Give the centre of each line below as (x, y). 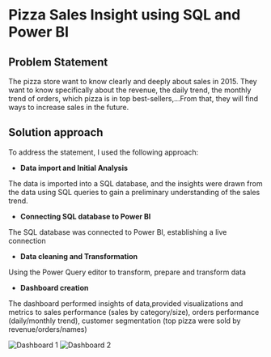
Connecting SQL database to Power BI (85, 216)
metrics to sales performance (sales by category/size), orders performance (134, 312)
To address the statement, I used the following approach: (104, 152)
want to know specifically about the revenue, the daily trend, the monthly (130, 90)
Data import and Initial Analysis (74, 168)
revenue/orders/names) (48, 329)
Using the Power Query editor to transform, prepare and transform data (127, 272)
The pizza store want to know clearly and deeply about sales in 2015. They (133, 81)
